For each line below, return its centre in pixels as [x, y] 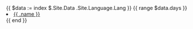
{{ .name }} [27, 14]
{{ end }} [17, 20]
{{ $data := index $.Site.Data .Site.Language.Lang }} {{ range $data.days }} [97, 8]
